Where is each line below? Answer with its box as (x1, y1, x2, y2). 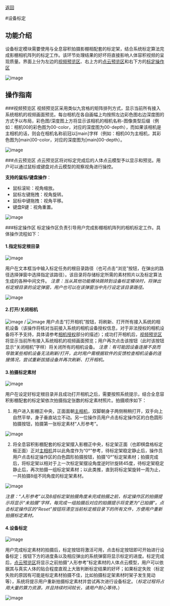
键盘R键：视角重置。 (12, 204, 55, 210)
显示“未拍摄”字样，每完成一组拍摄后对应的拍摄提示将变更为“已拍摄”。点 (14, 500, 164, 506)
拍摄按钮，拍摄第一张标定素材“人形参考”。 (12, 421, 101, 427)
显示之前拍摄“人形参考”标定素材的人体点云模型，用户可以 (40, 560, 160, 566)
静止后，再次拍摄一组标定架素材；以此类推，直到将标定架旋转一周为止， (12, 467, 163, 473)
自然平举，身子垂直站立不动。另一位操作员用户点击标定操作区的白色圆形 (12, 414, 163, 421)
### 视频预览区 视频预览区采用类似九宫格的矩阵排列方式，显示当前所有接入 (5, 105, 161, 111)
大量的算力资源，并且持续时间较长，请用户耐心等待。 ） (9, 585, 123, 591)
